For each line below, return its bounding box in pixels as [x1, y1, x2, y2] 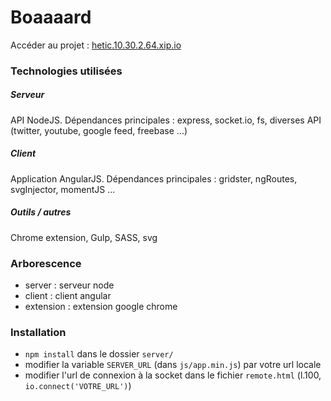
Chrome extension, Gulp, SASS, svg [10, 231, 158, 243]
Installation [10, 325, 67, 339]
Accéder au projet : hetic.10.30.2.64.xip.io [10, 39, 182, 51]
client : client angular [24, 290, 112, 302]
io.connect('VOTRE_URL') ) [24, 380, 132, 392]
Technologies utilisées [10, 64, 123, 78]
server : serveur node [24, 279, 115, 291]
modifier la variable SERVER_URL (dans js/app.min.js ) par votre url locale [24, 359, 322, 371]
